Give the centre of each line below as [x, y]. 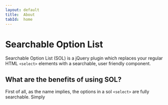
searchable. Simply [25, 97]
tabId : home [19, 19]
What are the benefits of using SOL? [64, 80]
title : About [20, 15]
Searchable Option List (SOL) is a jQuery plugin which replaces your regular [84, 58]
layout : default [22, 10]
